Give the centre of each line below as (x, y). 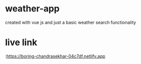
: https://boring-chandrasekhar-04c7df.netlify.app (55, 56)
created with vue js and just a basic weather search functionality (71, 22)
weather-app (33, 9)
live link (21, 42)
